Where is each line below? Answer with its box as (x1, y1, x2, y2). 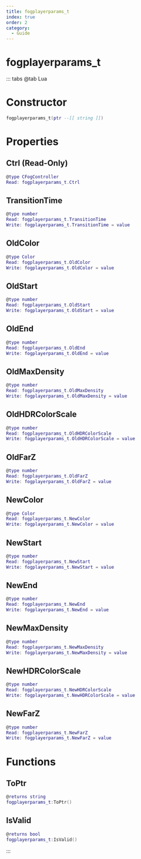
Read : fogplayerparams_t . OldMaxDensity (6, 388, 104, 394)
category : (6, 25, 31, 31)
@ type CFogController (6, 174, 59, 180)
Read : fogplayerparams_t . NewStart (6, 559, 91, 565)
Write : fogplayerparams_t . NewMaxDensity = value (6, 650, 127, 656)
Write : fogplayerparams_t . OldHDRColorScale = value (6, 436, 135, 442)
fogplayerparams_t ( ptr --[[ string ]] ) (6, 115, 104, 121)
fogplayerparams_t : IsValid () (6, 837, 78, 843)
